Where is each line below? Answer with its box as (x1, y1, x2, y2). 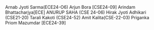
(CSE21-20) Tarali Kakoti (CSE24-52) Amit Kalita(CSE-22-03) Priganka (5, 15, 150, 20)
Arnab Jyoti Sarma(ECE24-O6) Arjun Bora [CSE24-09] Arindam (5, 4, 136, 10)
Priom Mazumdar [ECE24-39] (5, 20, 66, 26)
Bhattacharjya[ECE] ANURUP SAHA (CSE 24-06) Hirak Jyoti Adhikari (5, 9, 147, 15)
